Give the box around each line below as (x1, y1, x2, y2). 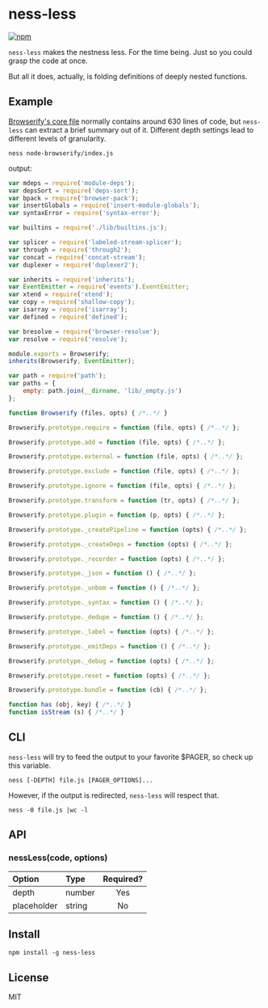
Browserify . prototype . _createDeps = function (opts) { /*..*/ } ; (8, 540, 232, 548)
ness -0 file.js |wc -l (8, 806, 89, 814)
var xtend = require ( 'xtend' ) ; (8, 290, 114, 299)
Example (8, 95, 53, 109)
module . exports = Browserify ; (8, 349, 111, 358)
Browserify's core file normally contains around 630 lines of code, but (8, 116, 241, 126)
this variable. (8, 761, 52, 770)
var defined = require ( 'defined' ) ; (8, 313, 128, 321)
